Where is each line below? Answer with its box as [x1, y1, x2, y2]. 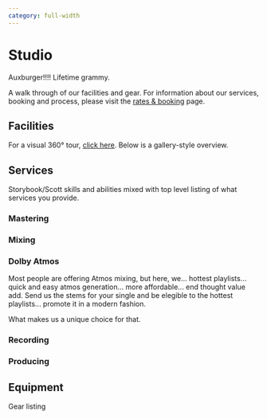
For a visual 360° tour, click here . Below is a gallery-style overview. [8, 140, 229, 150]
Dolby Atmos [8, 256, 60, 267]
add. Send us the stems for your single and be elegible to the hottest [8, 291, 234, 300]
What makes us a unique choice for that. [8, 315, 141, 324]
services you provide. [8, 193, 80, 203]
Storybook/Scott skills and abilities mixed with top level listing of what [8, 185, 238, 194]
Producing [8, 356, 49, 367]
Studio [8, 45, 53, 64]
